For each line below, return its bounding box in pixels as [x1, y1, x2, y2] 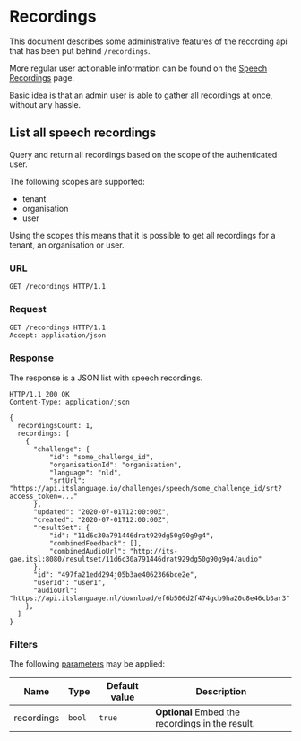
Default [106, 679, 139, 692]
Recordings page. [9, 72, 74, 83]
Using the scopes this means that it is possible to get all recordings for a [9, 230, 276, 240]
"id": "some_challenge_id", [48, 452, 154, 461]
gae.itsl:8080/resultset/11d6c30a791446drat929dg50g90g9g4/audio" [9, 554, 262, 563]
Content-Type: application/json [9, 397, 130, 406]
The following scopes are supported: [9, 176, 145, 187]
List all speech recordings [9, 126, 157, 141]
